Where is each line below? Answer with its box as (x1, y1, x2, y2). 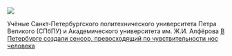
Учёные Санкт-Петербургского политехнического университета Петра (7, 20, 217, 28)
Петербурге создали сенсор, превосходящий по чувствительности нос (7, 35, 219, 42)
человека (7, 41, 36, 50)
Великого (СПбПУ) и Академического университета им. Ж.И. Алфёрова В (7, 27, 225, 35)
